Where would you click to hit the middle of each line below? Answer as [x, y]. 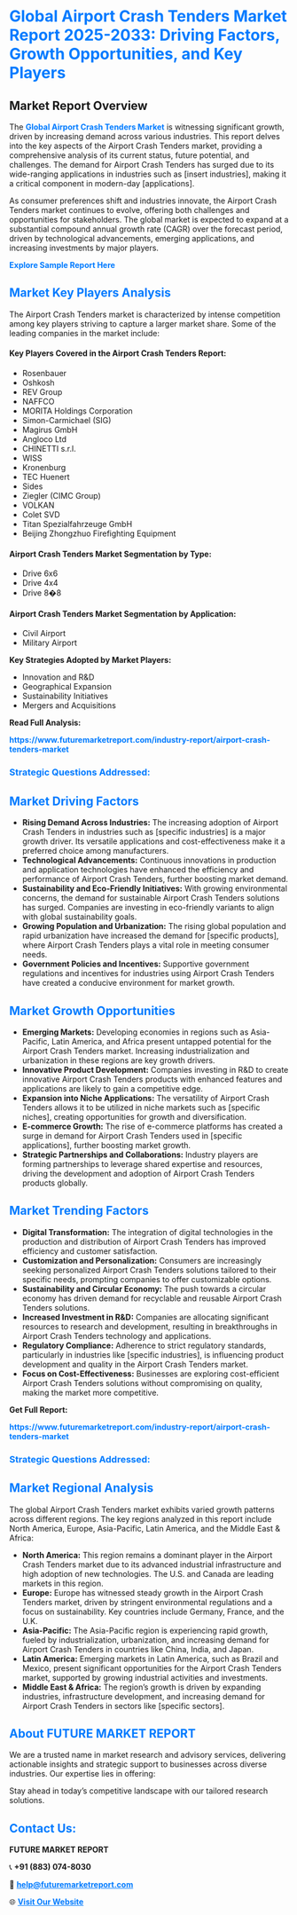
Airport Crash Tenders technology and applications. [117, 1336]
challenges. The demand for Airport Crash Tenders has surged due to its [142, 165]
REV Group [42, 392]
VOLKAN [38, 505]
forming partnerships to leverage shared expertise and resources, [142, 1163]
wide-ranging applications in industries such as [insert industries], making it [148, 174]
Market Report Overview [78, 105]
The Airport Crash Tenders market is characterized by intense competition [145, 314]
